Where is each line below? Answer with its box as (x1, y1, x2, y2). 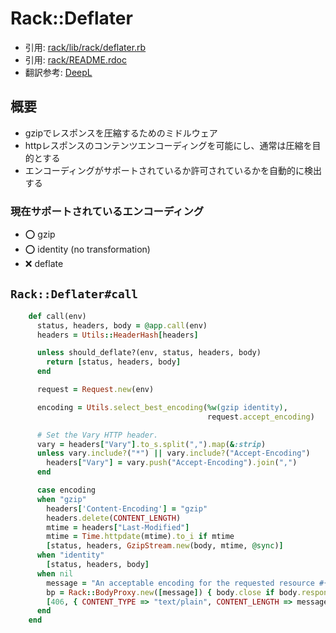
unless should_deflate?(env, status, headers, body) (36, 348, 262, 358)
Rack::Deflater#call (10, 287, 139, 302)
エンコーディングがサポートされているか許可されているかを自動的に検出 (24, 164, 322, 176)
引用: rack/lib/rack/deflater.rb (24, 41, 147, 53)
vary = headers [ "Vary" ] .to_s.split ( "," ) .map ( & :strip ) (36, 439, 267, 449)
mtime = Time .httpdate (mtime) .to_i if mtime (46, 532, 235, 542)
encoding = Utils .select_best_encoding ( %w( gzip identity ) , (36, 402, 288, 412)
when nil (36, 568, 74, 579)
